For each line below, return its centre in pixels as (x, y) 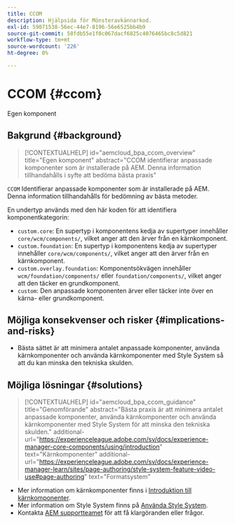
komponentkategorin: (38, 217)
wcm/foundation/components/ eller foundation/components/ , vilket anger (120, 276)
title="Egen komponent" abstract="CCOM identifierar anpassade (118, 160)
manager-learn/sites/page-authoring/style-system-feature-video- (120, 469)
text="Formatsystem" (120, 477)
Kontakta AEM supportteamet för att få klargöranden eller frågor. (111, 513)
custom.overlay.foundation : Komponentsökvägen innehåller (104, 268)
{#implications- (190, 320)
